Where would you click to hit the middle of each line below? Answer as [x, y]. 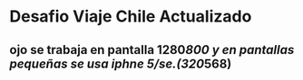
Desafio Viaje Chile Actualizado [131, 17]
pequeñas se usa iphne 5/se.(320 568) [121, 63]
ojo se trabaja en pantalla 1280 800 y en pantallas [152, 50]
